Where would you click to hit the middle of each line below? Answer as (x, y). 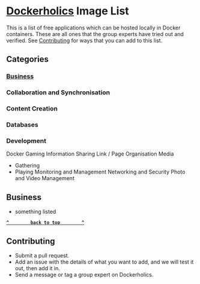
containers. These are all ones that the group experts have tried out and (95, 34)
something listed (35, 212)
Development (26, 140)
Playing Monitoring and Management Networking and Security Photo (100, 172)
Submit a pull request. (42, 255)
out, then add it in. (37, 268)
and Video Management (45, 178)
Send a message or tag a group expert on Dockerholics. (84, 274)
